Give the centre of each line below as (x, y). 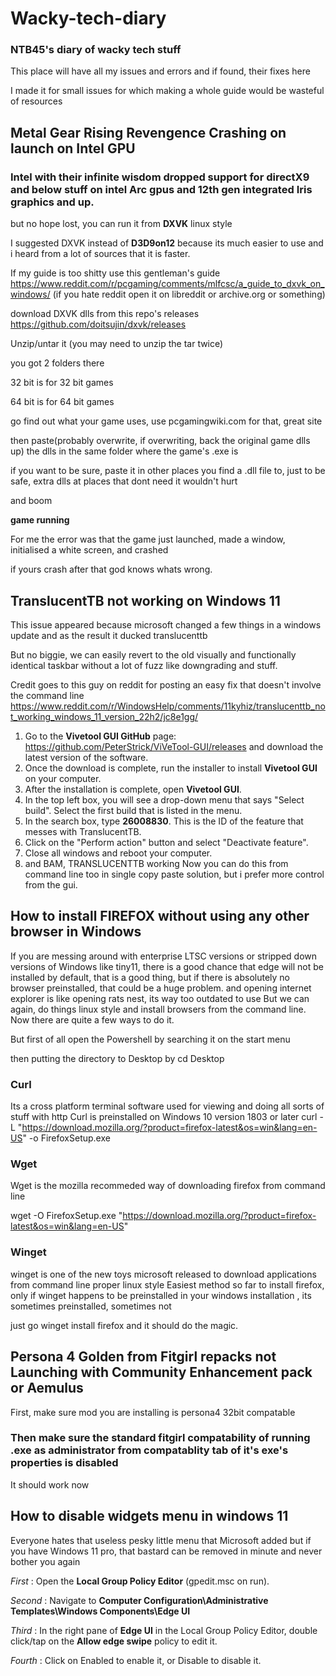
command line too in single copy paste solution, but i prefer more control (174, 874)
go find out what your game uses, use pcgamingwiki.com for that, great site (166, 421)
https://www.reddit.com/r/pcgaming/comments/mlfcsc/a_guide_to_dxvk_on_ (167, 284)
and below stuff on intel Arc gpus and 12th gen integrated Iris (161, 189)
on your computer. (63, 778)
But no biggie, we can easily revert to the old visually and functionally (153, 654)
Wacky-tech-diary (88, 18)
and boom (31, 501)
